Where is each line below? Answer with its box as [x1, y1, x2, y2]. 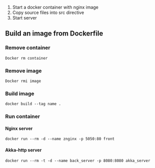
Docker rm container [5, 55, 48, 60]
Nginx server [5, 125, 33, 131]
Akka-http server [5, 147, 42, 153]
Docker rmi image [5, 78, 41, 83]
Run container [5, 113, 40, 120]
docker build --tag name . [5, 101, 61, 106]
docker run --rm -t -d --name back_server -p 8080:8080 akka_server [5, 158, 151, 163]
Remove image [5, 67, 42, 74]
